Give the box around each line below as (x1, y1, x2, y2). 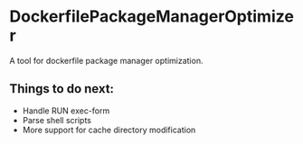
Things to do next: (9, 81, 115, 96)
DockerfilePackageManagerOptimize (9, 6, 294, 27)
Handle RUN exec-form (22, 105, 110, 116)
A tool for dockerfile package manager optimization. (9, 55, 204, 66)
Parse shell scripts (22, 114, 92, 125)
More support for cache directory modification (22, 124, 196, 135)
